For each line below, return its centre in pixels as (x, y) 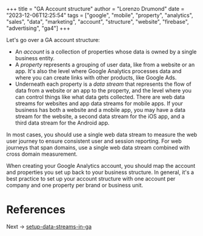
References (36, 210)
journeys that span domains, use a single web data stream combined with (98, 147)
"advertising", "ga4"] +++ (38, 28)
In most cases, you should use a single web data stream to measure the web (102, 134)
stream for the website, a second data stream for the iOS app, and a (100, 116)
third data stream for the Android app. (62, 123)
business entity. (35, 58)
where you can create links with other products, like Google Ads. (96, 78)
